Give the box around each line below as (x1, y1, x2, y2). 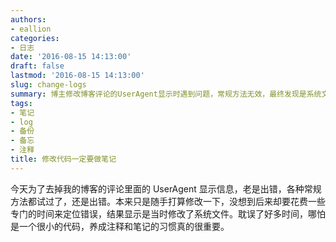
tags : (10, 98, 33, 108)
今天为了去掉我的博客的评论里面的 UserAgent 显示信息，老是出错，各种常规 (10, 182, 322, 195)
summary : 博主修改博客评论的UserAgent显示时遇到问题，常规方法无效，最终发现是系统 (10, 89, 322, 99)
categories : (10, 33, 60, 43)
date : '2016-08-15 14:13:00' (10, 52, 132, 62)
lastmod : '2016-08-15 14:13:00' (10, 71, 145, 81)
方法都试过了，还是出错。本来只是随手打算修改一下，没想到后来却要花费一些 (10, 195, 326, 207)
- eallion (10, 24, 52, 34)
